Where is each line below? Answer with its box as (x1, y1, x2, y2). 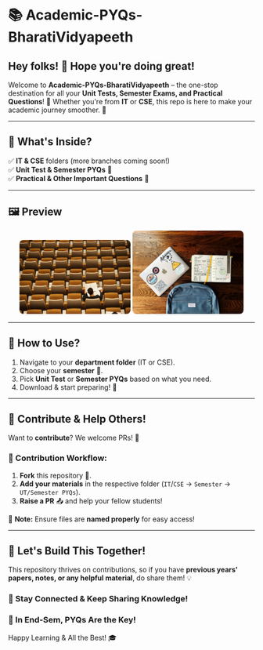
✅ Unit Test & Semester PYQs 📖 (8, 165, 112, 174)
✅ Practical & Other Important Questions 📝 (8, 173, 150, 183)
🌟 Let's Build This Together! (8, 544, 146, 557)
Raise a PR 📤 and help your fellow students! (19, 496, 163, 506)
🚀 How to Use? (8, 336, 81, 350)
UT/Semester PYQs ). (19, 487, 81, 496)
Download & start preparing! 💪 (19, 382, 117, 392)
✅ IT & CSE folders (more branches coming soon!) (8, 156, 171, 165)
